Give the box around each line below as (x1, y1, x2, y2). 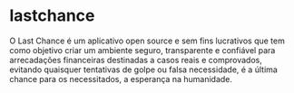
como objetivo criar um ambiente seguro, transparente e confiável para (9, 44, 276, 55)
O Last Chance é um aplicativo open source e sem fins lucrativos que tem (9, 35, 286, 46)
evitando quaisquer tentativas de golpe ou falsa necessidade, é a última (9, 64, 279, 75)
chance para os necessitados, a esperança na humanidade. (9, 73, 233, 84)
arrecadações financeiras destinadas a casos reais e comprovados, (9, 54, 263, 65)
